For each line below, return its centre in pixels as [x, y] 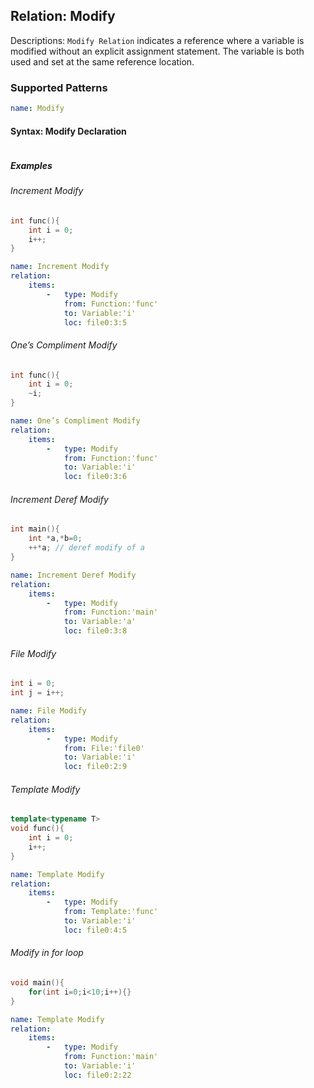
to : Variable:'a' [100, 622]
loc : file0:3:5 [95, 322]
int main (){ [35, 529]
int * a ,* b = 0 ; [55, 539]
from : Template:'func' [111, 912]
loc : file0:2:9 [95, 767]
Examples [31, 165]
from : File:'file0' [104, 748]
